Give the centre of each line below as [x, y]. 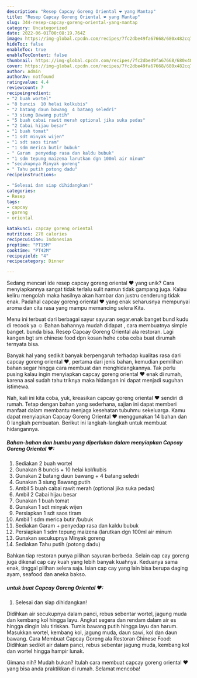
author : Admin [24, 71]
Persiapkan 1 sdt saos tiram [48, 513]
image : [15, 39]
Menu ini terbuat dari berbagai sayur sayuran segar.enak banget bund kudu [98, 319]
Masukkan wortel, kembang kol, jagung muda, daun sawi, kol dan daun [92, 632]
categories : [21, 191]
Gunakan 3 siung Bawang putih [53, 482]
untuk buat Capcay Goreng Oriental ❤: [55, 588]
